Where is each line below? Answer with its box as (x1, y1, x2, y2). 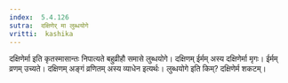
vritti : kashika (9, 29, 74, 38)
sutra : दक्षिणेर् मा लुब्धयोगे (9, 21, 89, 30)
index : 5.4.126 (9, 12, 69, 22)
